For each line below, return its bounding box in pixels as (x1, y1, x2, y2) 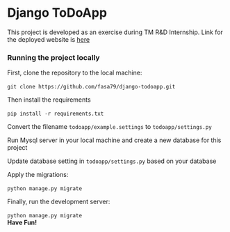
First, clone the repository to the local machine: (7, 68, 142, 77)
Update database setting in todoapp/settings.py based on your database (7, 157, 217, 165)
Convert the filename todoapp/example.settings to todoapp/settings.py (7, 123, 212, 131)
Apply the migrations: (7, 171, 69, 179)
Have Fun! (7, 218, 38, 227)
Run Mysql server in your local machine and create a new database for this (7, 136, 222, 144)
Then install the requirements (7, 95, 92, 104)
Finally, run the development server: (7, 197, 110, 206)
